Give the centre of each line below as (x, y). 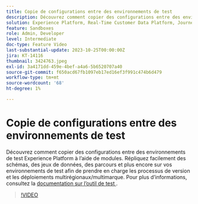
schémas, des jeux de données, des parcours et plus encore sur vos (89, 164)
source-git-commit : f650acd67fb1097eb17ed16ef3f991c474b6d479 (84, 72)
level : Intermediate (32, 39)
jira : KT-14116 (25, 56)
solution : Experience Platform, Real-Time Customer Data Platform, (91, 22)
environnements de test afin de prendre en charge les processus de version (98, 171)
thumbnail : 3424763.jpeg (37, 61)
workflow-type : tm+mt (33, 77)
